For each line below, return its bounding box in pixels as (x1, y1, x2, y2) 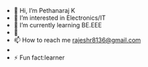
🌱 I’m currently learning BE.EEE (13, 21, 102, 29)
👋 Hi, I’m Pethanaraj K (13, 7, 76, 14)
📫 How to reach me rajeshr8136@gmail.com (13, 36, 141, 44)
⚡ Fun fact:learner (13, 53, 65, 62)
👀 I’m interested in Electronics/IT (13, 14, 106, 22)
